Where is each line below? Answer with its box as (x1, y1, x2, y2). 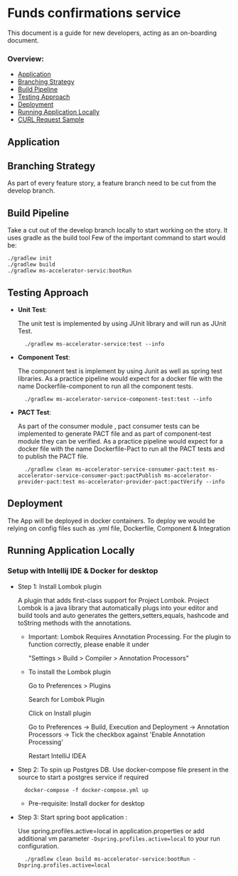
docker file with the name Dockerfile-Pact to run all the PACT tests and (17, 444, 225, 453)
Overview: (7, 53, 44, 63)
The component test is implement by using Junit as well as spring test (17, 367, 222, 375)
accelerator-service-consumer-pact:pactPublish (17, 472, 161, 479)
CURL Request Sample (17, 115, 85, 124)
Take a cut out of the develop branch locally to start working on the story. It (7, 226, 228, 235)
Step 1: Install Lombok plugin (17, 582, 102, 591)
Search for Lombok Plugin (28, 695, 105, 703)
